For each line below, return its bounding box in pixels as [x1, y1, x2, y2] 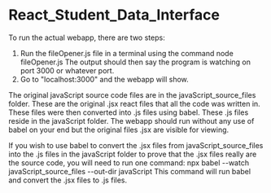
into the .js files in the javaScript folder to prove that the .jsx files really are [8, 149, 257, 159]
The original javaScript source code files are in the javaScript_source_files [8, 90, 256, 99]
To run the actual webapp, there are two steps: [8, 33, 165, 42]
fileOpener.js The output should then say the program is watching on [20, 57, 251, 67]
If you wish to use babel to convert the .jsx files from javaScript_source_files [8, 140, 264, 150]
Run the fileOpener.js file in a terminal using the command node [20, 48, 234, 58]
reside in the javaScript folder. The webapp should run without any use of [8, 116, 255, 125]
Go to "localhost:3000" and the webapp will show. [20, 74, 189, 84]
